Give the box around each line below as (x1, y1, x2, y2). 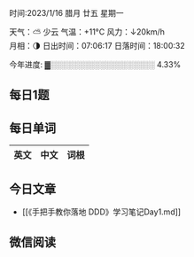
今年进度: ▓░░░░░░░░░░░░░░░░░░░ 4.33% (9, 59, 182, 69)
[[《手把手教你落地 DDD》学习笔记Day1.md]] (21, 206, 182, 217)
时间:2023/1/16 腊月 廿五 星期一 (9, 8, 124, 18)
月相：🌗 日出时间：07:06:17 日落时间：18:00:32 (9, 41, 185, 51)
